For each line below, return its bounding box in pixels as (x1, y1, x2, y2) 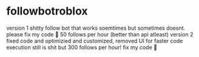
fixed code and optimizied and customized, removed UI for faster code (6, 37, 183, 44)
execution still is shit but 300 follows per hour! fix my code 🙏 (6, 44, 158, 51)
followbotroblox (6, 4, 88, 18)
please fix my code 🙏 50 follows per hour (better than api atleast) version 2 (6, 30, 194, 38)
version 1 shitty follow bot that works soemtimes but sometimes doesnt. (6, 24, 186, 32)
